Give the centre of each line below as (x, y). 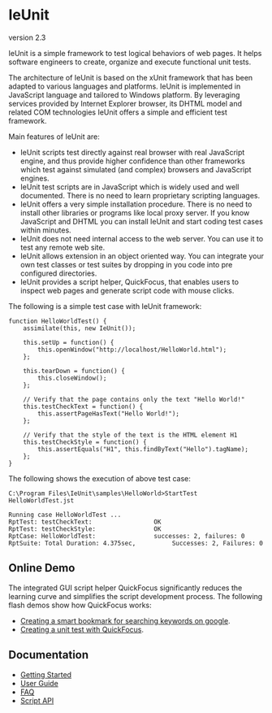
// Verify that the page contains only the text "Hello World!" (134, 399)
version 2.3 (27, 37)
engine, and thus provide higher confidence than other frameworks (132, 161)
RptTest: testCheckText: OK (85, 522)
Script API (37, 700)
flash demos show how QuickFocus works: (80, 605)
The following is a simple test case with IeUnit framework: (105, 306)
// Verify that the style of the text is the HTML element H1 (130, 435)
